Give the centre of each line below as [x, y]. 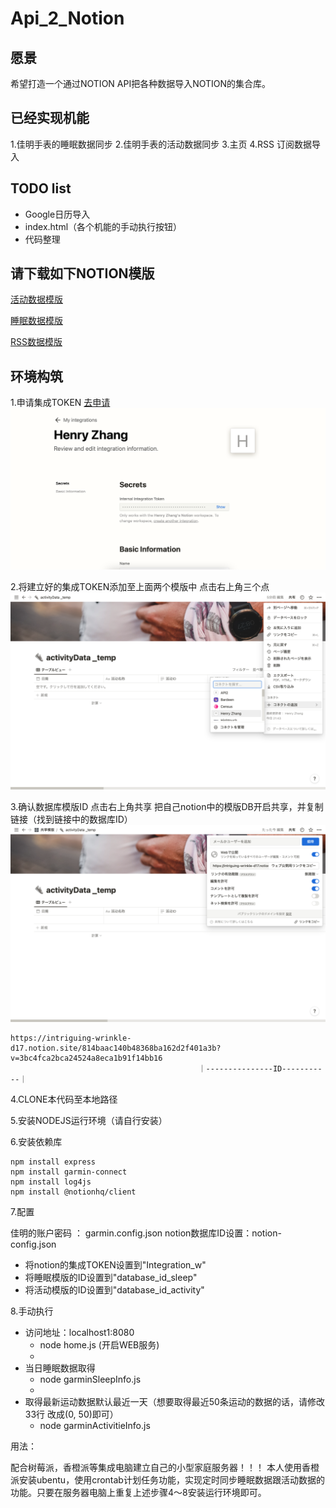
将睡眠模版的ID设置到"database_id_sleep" [111, 1277]
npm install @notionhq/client [73, 1192]
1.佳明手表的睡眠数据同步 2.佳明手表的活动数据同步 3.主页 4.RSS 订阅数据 [161, 144]
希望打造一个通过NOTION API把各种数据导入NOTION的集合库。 [141, 83]
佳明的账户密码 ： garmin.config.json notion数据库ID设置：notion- [146, 1233]
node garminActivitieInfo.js [95, 1425]
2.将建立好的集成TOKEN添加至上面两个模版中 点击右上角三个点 [140, 586]
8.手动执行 [32, 1311]
